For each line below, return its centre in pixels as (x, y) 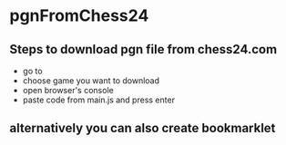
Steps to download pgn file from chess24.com (143, 49)
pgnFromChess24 (79, 16)
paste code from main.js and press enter (99, 100)
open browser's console (68, 90)
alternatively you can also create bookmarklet (143, 128)
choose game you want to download (91, 81)
